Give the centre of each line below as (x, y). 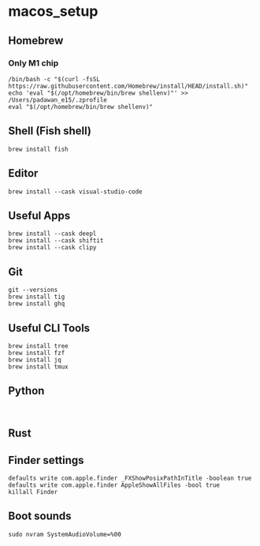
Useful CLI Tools (49, 328)
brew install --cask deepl (52, 234)
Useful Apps (39, 215)
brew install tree (38, 346)
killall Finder (33, 492)
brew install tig (37, 297)
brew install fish (38, 149)
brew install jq (35, 360)
